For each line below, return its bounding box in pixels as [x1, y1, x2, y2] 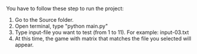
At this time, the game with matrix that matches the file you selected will [14, 35, 192, 42]
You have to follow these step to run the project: [6, 5, 124, 12]
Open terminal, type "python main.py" [14, 23, 108, 29]
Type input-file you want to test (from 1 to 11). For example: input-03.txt [14, 29, 189, 36]
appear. [14, 41, 34, 48]
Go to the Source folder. [14, 16, 74, 23]
